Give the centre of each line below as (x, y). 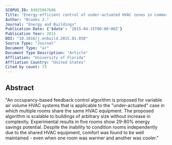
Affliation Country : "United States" (46, 62)
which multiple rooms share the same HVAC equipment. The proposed (80, 111)
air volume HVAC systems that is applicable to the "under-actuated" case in (85, 105)
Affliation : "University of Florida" (46, 57)
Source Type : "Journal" (31, 43)
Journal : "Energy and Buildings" (41, 24)
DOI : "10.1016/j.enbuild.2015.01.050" (47, 39)
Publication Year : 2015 (31, 34)
